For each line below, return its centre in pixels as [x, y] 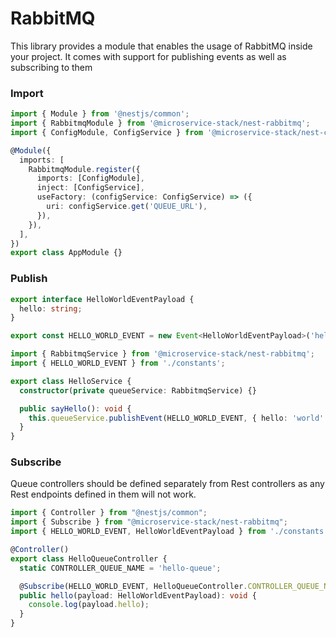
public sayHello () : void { [75, 408]
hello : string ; [51, 308]
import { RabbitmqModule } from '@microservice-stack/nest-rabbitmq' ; [160, 123]
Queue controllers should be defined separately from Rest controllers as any [167, 484]
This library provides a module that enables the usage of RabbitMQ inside [161, 46]
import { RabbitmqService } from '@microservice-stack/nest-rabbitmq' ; [162, 354]
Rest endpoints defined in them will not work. [103, 494]
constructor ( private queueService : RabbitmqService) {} [138, 390]
